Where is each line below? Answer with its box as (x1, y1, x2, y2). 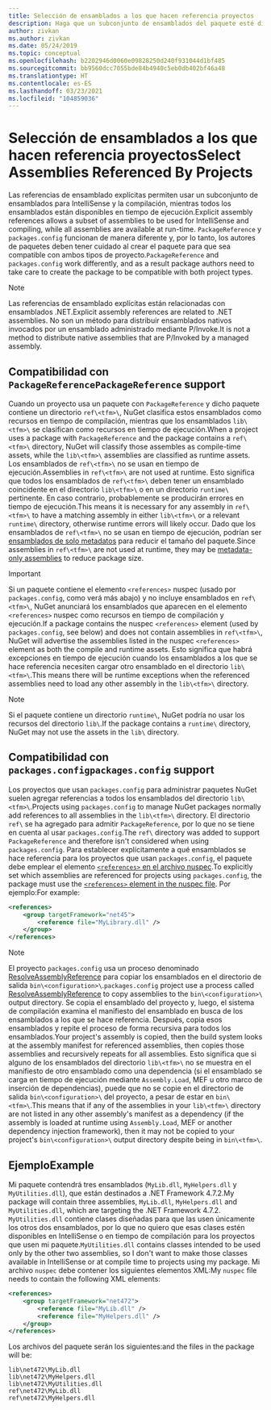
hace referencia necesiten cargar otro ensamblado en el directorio (8, 662, 228, 671)
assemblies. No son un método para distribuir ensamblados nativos (8, 316, 232, 325)
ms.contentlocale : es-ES (8, 79, 92, 87)
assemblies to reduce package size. (23, 554, 144, 563)
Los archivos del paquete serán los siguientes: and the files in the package (8, 1341, 255, 1352)
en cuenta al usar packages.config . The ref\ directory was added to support (8, 827, 261, 837)
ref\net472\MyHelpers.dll (8, 1394, 95, 1403)
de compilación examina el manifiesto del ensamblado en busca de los (8, 1006, 244, 1016)
